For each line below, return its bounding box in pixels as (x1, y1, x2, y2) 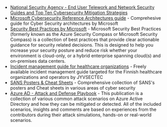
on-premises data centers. (10, 58, 66, 64)
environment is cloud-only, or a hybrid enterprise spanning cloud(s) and (10, 53, 161, 59)
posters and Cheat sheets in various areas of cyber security (10, 85, 136, 91)
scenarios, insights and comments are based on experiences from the (10, 106, 156, 112)
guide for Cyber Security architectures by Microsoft (10, 20, 118, 26)
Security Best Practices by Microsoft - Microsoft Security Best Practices (10, 26, 161, 32)
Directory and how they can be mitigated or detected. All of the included (10, 101, 161, 107)
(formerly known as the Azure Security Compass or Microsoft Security (10, 31, 158, 37)
